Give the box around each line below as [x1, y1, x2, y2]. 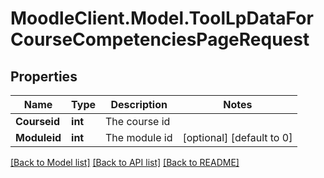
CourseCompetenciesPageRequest [10, 28, 310, 51]
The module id [105, 131, 173, 144]
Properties [10, 68, 78, 85]
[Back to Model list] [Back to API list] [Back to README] [10, 157, 240, 168]
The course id [105, 115, 171, 128]
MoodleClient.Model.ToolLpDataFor [10, 7, 314, 30]
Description [110, 98, 168, 111]
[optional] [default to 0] [182, 131, 293, 144]
